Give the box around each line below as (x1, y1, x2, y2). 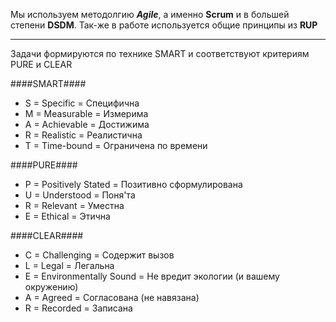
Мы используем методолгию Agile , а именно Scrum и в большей (10, 9, 290, 20)
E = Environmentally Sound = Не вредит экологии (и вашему (24, 270, 280, 282)
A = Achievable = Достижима (24, 119, 150, 130)
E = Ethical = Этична (24, 210, 111, 222)
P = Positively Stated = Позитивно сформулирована (24, 179, 243, 190)
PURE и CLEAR (10, 59, 73, 70)
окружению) (24, 281, 79, 293)
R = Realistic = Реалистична (24, 129, 143, 141)
